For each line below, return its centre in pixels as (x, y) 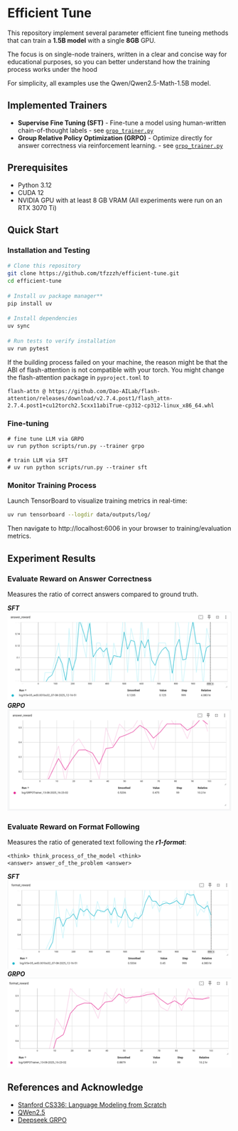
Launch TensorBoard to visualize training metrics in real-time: (98, 501)
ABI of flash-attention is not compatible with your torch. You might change (116, 370)
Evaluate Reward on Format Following (74, 826)
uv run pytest (28, 348)
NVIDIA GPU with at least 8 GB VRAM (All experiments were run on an (120, 200)
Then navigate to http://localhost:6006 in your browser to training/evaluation (119, 528)
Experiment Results (52, 558)
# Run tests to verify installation (61, 341)
